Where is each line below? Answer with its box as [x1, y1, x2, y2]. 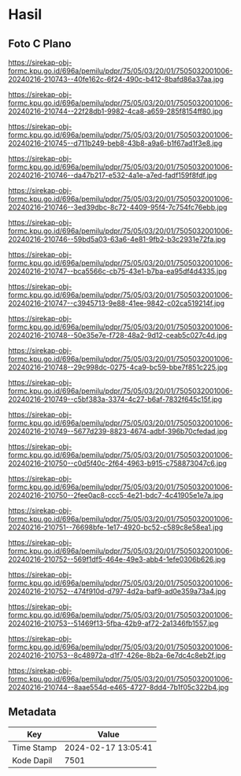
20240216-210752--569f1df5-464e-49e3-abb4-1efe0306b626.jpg [8, 555, 226, 564]
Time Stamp [12, 742, 57, 753]
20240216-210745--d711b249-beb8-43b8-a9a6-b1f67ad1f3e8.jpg [8, 139, 223, 147]
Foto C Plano [8, 37, 72, 50]
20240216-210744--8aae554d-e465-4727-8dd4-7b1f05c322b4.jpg [8, 683, 229, 692]
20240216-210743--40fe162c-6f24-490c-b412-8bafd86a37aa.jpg [8, 75, 224, 84]
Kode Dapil [12, 755, 53, 766]
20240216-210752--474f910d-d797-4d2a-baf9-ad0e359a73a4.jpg [8, 587, 227, 596]
